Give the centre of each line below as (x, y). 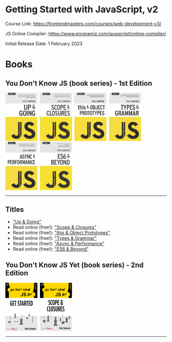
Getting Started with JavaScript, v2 (82, 9)
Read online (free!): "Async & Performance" (59, 243)
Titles (15, 209)
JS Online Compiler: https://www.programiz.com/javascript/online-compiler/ (86, 33)
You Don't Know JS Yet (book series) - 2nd (74, 265)
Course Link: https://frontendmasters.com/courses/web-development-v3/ (83, 24)
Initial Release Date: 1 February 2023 (44, 43)
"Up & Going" (27, 222)
